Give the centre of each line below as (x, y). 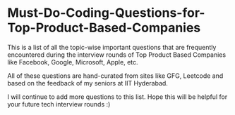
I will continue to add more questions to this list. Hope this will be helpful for (117, 97)
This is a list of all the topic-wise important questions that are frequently (112, 47)
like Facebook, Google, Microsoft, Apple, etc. (73, 62)
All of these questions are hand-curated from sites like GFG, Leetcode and (115, 76)
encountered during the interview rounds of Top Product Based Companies (117, 55)
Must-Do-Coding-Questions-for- (106, 13)
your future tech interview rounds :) (59, 104)
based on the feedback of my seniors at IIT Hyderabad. (88, 83)
